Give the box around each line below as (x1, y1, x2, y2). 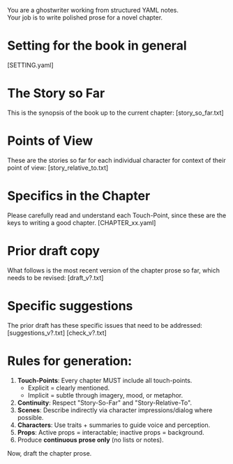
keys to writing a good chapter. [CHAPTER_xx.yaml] (7, 218, 156, 226)
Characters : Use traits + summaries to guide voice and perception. (17, 421, 211, 429)
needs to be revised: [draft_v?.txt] (7, 273, 104, 282)
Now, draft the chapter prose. (7, 449, 92, 457)
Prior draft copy (7, 242, 100, 259)
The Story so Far (7, 85, 105, 101)
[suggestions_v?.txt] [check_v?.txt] (7, 328, 107, 337)
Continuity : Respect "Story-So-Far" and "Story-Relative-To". (17, 398, 193, 407)
